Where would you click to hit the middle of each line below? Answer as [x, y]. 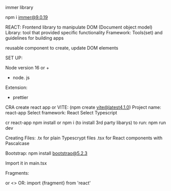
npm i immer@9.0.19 [27, 17]
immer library [19, 7]
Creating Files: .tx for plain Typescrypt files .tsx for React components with [84, 138]
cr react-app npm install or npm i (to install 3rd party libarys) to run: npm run [86, 123]
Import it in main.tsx [26, 163]
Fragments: [17, 173]
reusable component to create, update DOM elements [62, 48]
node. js [21, 78]
